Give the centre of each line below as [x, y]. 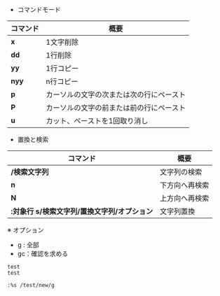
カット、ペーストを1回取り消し [97, 121]
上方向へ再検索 [185, 198]
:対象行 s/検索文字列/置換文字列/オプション [82, 211]
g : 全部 [28, 245]
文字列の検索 [181, 172]
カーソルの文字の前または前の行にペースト [116, 108]
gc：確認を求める [43, 254]
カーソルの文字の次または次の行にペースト [116, 94]
